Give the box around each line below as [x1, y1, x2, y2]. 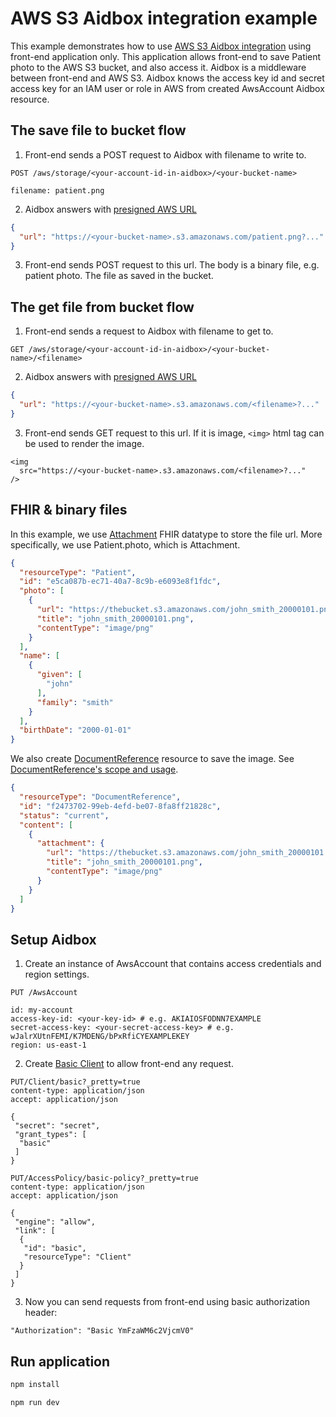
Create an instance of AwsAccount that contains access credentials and [24, 958, 322, 970]
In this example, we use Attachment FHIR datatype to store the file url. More [10, 528, 323, 540]
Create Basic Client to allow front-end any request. [24, 1058, 234, 1070]
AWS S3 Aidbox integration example [10, 7, 318, 30]
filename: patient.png [10, 185, 105, 196]
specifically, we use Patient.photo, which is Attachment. [10, 538, 241, 551]
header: [24, 1307, 58, 1319]
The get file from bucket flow [10, 298, 195, 316]
